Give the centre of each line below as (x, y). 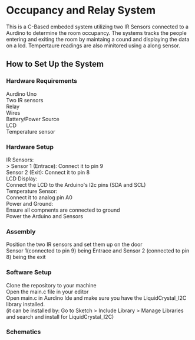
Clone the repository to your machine (51, 285)
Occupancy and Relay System (81, 10)
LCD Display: (22, 179)
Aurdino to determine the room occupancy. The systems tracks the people (96, 33)
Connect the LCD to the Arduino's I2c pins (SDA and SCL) (76, 184)
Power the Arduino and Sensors (45, 216)
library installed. (26, 304)
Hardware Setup (30, 147)
